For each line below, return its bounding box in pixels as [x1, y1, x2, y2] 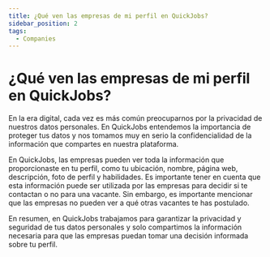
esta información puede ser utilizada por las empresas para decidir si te [8, 181, 248, 191]
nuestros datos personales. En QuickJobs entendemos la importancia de [8, 122, 251, 132]
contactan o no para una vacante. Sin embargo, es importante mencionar [8, 190, 253, 199]
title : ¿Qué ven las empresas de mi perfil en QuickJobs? [8, 11, 208, 20]
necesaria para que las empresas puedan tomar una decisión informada [8, 231, 249, 241]
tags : [8, 27, 27, 35]
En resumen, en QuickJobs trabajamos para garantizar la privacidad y [8, 214, 242, 224]
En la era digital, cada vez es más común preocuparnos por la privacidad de [8, 114, 263, 123]
